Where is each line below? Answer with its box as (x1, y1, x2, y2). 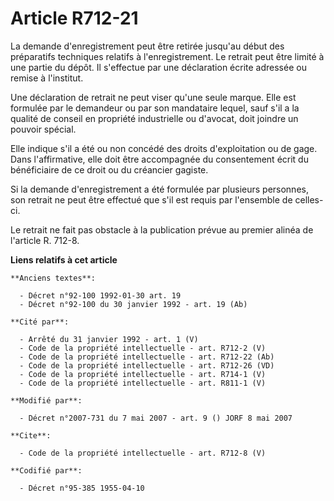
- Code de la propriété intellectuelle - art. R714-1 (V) (19, 369, 267, 379)
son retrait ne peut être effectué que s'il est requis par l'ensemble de (10, 193, 293, 206)
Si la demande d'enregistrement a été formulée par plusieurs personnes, (10, 183, 309, 195)
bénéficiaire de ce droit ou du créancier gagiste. (10, 163, 209, 176)
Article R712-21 (10, 7, 139, 30)
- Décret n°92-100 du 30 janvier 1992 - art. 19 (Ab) (19, 299, 248, 309)
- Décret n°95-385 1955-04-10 (19, 483, 145, 493)
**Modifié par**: (10, 395, 83, 406)
